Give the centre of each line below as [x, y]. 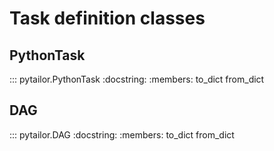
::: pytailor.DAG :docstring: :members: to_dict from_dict [122, 134]
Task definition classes [107, 18]
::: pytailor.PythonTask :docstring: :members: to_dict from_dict [137, 79]
